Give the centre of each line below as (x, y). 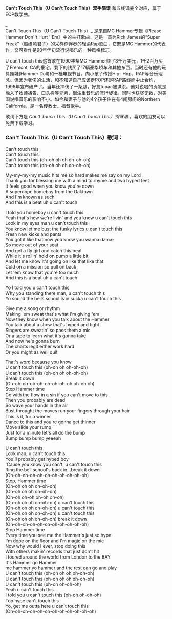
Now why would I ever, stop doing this (46, 546)
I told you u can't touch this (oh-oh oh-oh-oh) (53, 595)
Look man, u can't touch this (35, 453)
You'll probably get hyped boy (37, 459)
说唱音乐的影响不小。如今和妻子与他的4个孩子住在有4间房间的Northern (85, 99)
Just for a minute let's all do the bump (45, 433)
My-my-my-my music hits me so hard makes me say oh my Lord (73, 175)
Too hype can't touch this (32, 601)
